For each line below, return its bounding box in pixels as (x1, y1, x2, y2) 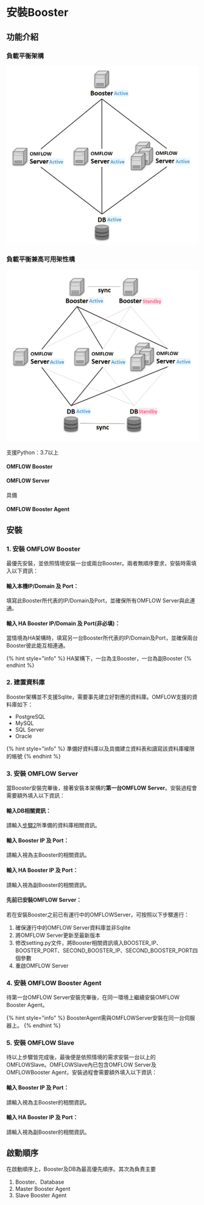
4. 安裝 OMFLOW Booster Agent (6, 978, 102, 987)
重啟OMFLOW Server (15, 962, 69, 969)
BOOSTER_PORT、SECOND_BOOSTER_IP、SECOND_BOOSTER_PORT (15, 947, 193, 954)
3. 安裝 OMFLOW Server (6, 769, 79, 777)
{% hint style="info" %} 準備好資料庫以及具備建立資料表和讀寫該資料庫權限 (6, 744, 195, 752)
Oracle (15, 732, 32, 740)
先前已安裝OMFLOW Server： (6, 896, 82, 903)
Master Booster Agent (15, 1185, 71, 1192)
